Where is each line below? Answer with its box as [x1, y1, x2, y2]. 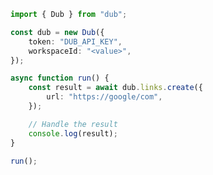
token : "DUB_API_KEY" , [28, 36, 123, 47]
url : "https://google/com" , [46, 92, 163, 102]
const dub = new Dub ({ [10, 27, 105, 37]
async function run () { [10, 73, 110, 84]
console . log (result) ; [28, 128, 118, 139]
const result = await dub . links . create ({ [28, 83, 203, 93]
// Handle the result [28, 119, 118, 129]
